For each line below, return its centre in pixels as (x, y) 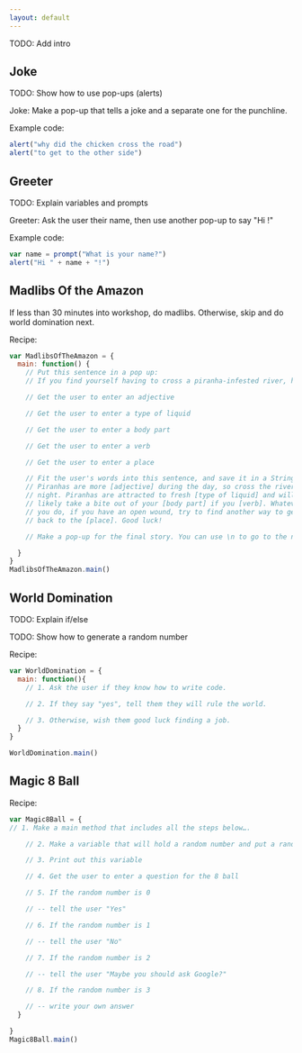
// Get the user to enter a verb (88, 446)
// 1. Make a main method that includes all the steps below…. (130, 828)
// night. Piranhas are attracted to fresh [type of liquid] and (151, 495)
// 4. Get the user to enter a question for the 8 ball (133, 876)
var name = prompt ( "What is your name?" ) (88, 254)
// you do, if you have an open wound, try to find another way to (154, 512)
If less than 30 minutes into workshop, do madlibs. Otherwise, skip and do (147, 313)
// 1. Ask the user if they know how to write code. (126, 687)
